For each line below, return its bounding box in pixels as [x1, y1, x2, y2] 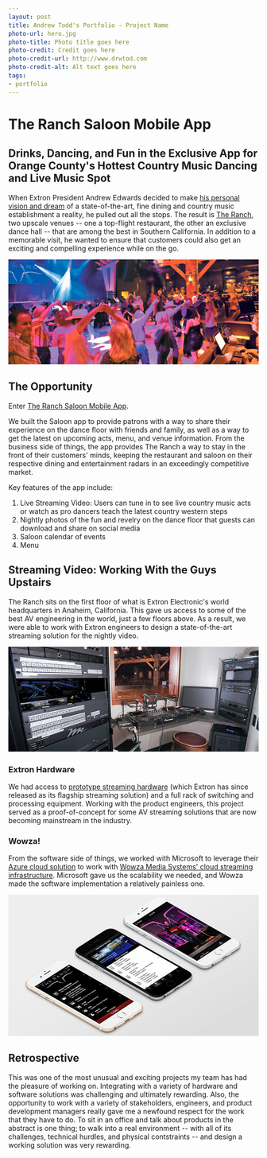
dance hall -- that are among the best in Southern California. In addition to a [8, 227, 257, 236]
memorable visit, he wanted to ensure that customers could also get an [8, 235, 241, 244]
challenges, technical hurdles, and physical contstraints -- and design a [8, 1132, 242, 1141]
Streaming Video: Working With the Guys [8, 563, 217, 577]
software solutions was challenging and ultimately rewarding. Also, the [8, 1090, 240, 1099]
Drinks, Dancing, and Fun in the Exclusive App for [8, 147, 258, 161]
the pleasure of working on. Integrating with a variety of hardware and [8, 1081, 238, 1090]
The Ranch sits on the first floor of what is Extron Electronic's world [8, 596, 230, 606]
